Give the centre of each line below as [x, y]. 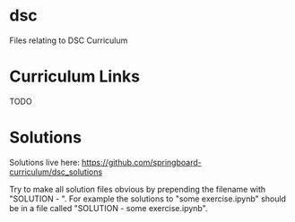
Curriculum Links [75, 77]
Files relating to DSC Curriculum [69, 40]
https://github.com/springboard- [142, 162]
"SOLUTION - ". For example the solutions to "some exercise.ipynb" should [148, 199]
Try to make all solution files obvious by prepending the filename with [138, 189]
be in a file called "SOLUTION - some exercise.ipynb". [108, 208]
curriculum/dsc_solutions [56, 172]
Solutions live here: [45, 162]
